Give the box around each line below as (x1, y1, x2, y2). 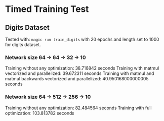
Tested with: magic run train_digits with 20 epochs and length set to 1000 (5, 36, 160, 42)
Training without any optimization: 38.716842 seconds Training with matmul (5, 65, 159, 71)
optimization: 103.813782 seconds (5, 110, 75, 116)
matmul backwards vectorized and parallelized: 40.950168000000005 (5, 76, 149, 82)
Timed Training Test (5, 3, 89, 15)
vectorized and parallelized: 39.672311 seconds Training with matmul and (5, 70, 154, 76)
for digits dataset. (5, 42, 41, 48)
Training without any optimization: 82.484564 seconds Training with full (5, 105, 152, 111)
